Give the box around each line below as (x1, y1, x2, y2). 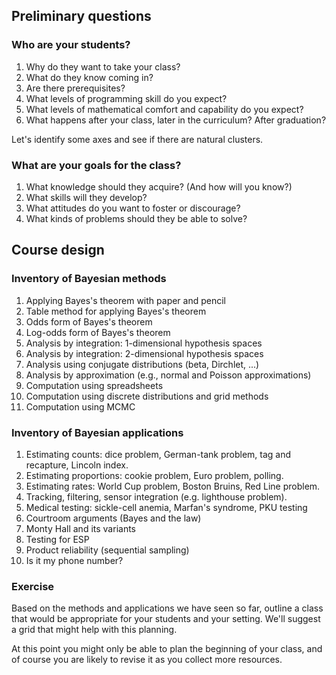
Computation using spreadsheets (25, 379, 164, 391)
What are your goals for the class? (11, 158, 182, 172)
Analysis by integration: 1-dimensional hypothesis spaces (25, 337, 263, 349)
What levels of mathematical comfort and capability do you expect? (25, 103, 304, 115)
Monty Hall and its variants (25, 522, 136, 534)
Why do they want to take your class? (25, 60, 181, 73)
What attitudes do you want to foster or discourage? (25, 202, 241, 214)
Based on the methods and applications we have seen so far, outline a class (11, 602, 324, 614)
